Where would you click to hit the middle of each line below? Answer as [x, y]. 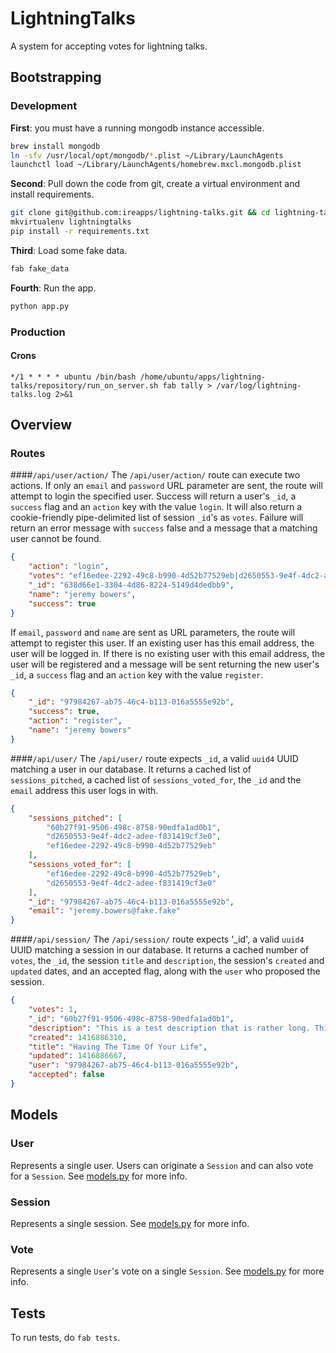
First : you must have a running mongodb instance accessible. [137, 128]
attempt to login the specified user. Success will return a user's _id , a [153, 496]
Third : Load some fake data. [69, 250]
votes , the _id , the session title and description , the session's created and [167, 961]
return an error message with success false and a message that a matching [164, 528]
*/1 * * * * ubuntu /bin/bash [73, 377]
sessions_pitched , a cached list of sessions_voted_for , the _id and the [156, 779]
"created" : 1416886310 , [78, 1037]
